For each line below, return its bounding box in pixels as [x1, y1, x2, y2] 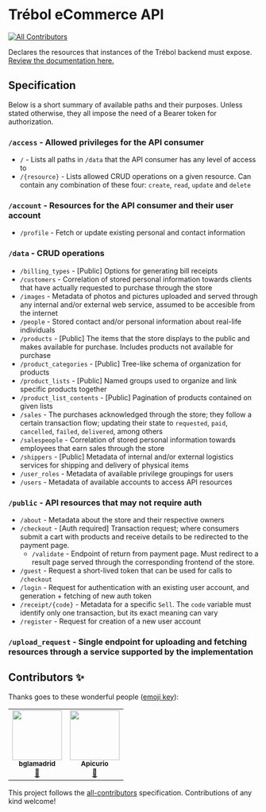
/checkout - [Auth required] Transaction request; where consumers [19, 523, 240, 533]
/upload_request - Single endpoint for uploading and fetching [8, 636, 248, 647]
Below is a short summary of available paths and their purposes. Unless [8, 99, 243, 109]
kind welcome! [8, 796, 56, 806]
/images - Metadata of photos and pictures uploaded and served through [19, 291, 258, 301]
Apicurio [80, 760, 109, 768]
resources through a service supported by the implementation [8, 646, 254, 657]
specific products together [19, 384, 107, 394]
